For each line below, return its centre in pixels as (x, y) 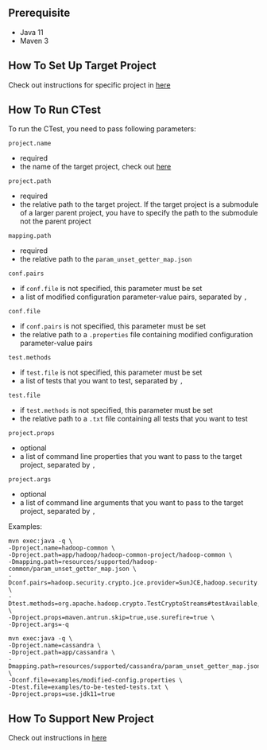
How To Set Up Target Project (82, 66)
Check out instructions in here (58, 738)
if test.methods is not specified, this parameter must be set (116, 410)
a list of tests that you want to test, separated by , (102, 381)
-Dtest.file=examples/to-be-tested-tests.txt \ (89, 687)
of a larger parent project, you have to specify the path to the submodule (139, 213)
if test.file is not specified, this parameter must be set (111, 372)
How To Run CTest (55, 110)
